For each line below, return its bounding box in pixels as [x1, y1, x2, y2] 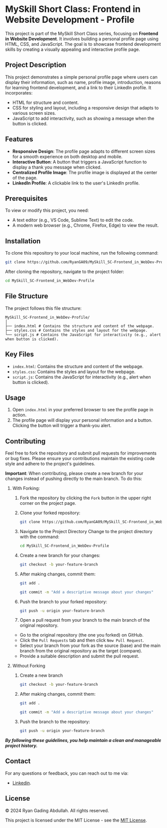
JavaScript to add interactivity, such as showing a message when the [12, 115, 155, 121]
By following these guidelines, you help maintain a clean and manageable [5, 737, 162, 743]
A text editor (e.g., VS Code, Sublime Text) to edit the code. [12, 217, 134, 223]
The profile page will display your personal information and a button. [12, 417, 153, 423]
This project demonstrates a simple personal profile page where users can [5, 74, 158, 80]
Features [5, 135, 33, 144]
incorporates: [5, 90, 33, 95]
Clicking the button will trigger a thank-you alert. [12, 423, 112, 429]
